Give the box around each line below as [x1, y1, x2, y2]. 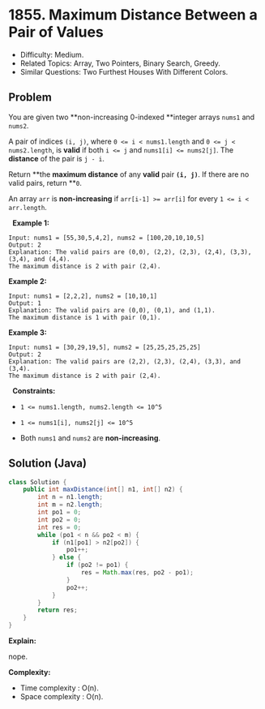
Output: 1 [8, 299, 42, 307]
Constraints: [11, 385, 56, 395]
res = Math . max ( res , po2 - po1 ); [80, 569, 194, 577]
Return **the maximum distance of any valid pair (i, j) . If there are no [8, 169, 250, 179]
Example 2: [8, 276, 47, 286]
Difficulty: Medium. [19, 49, 84, 59]
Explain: [8, 636, 36, 646]
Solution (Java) [8, 457, 88, 471]
